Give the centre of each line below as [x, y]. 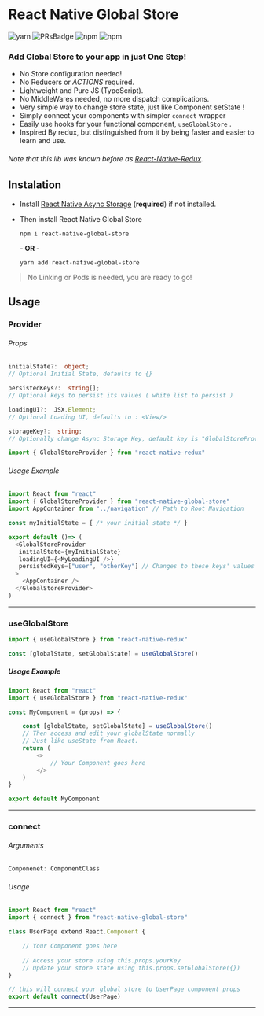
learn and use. [43, 141]
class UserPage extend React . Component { [77, 932]
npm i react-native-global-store [74, 234]
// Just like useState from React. [81, 741]
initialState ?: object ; [49, 367]
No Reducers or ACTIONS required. [77, 82]
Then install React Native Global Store [81, 219]
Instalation [35, 185]
